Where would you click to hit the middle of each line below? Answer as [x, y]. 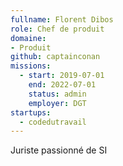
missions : [31, 66]
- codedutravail [53, 122]
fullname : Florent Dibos [62, 19]
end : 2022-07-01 [62, 85]
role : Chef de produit [57, 29]
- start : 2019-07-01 [62, 76]
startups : [31, 112]
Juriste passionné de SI [59, 150]
